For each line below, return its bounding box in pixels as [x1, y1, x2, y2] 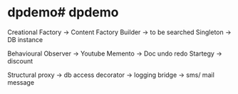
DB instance [7, 35, 43, 43]
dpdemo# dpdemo [7, 4, 119, 21]
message [7, 78, 34, 86]
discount [7, 56, 33, 65]
